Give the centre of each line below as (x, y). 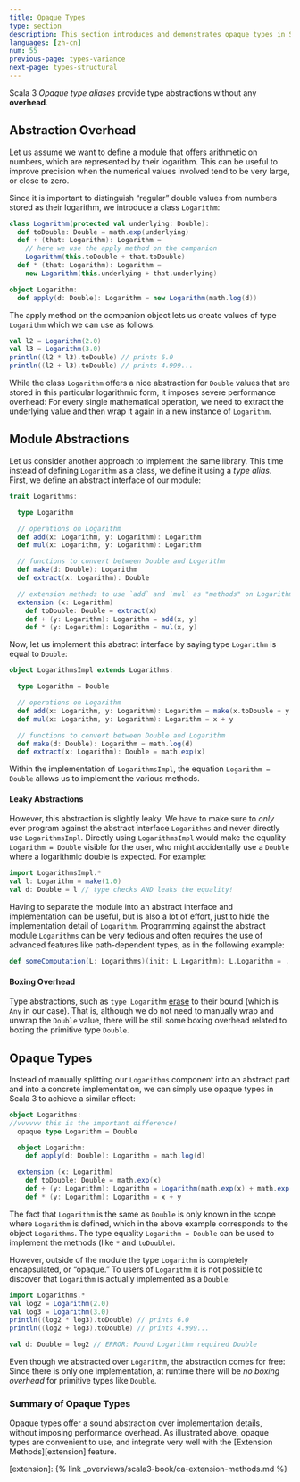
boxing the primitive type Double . (69, 1030)
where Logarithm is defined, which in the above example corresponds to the (149, 1223)
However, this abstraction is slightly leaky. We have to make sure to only (142, 819)
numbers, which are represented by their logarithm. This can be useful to (144, 161)
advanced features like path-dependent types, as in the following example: (147, 945)
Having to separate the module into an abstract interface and (121, 907)
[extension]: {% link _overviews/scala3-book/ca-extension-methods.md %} (149, 1469)
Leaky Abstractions (46, 799)
